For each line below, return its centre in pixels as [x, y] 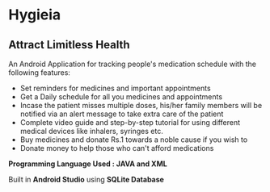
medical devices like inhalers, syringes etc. [91, 131]
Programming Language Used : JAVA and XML [88, 164]
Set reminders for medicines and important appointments [116, 88]
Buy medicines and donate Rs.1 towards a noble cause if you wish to [134, 140]
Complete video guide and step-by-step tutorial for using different [130, 122]
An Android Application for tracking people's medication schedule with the [133, 64]
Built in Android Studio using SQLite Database [86, 179]
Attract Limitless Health [70, 45]
